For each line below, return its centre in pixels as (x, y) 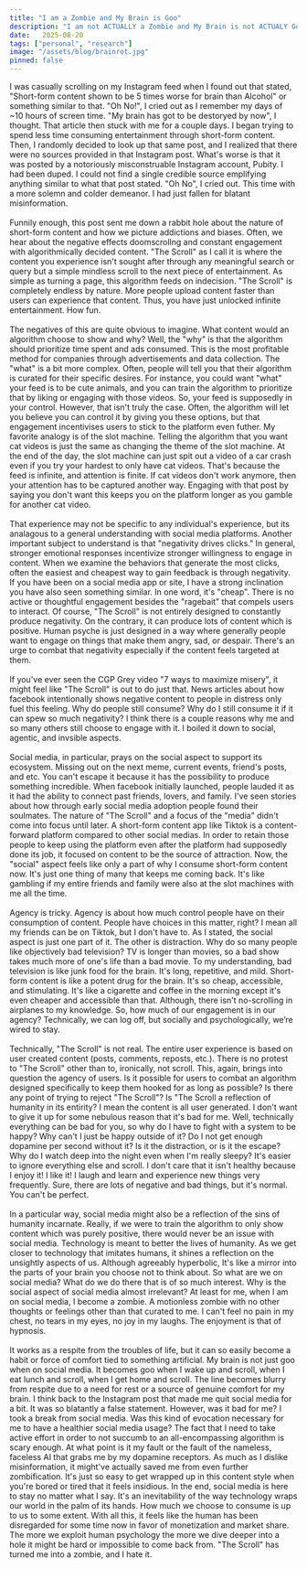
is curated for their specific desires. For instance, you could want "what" (146, 378)
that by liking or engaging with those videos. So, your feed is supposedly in (151, 398)
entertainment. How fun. (55, 310)
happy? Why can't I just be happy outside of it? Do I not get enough (136, 1136)
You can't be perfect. (49, 1194)
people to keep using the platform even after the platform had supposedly (148, 844)
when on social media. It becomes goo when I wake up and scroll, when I (147, 1370)
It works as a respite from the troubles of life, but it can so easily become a (150, 1350)
